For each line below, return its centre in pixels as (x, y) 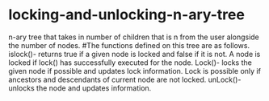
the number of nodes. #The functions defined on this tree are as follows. (129, 45)
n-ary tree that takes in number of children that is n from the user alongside (134, 37)
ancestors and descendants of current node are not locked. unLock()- (125, 79)
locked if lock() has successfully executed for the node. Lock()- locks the (130, 63)
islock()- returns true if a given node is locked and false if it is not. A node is (134, 54)
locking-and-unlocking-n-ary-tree (126, 15)
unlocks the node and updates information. (80, 88)
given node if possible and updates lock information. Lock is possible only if (134, 71)
